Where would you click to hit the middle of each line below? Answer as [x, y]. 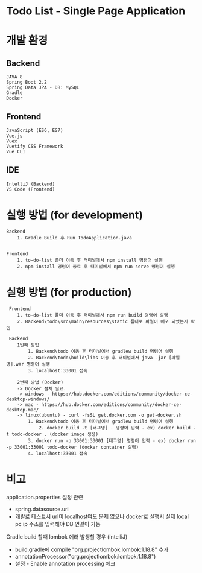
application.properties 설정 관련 [45, 497]
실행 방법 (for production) [69, 292]
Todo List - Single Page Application [96, 11]
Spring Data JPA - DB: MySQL [43, 88]
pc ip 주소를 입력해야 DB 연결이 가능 [58, 524]
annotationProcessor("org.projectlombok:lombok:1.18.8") [85, 556]
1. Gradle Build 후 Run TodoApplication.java [75, 238]
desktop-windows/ [28, 399]
